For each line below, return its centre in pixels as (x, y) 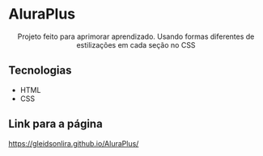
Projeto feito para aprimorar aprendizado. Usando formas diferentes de (136, 36)
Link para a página (55, 124)
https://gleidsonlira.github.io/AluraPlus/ (74, 143)
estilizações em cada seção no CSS (136, 44)
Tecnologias (40, 71)
